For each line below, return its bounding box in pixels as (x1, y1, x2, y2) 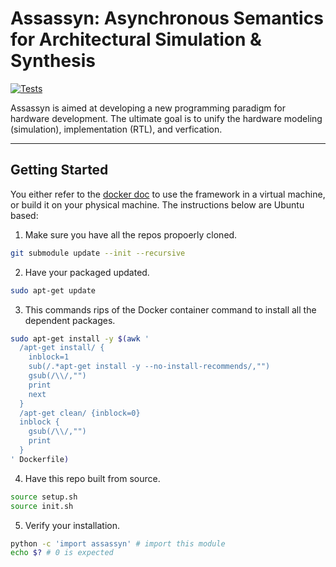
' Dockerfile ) (10, 454, 70, 464)
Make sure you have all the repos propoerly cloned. (24, 228, 238, 241)
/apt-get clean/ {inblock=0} (19, 408, 141, 418)
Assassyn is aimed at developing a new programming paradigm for (10, 102, 286, 114)
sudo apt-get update (10, 285, 97, 296)
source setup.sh (10, 492, 78, 502)
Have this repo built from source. (24, 472, 161, 484)
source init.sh (10, 501, 74, 511)
